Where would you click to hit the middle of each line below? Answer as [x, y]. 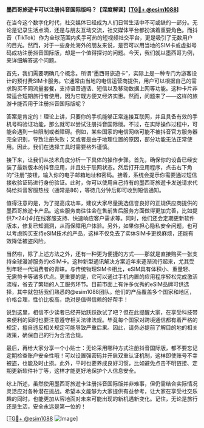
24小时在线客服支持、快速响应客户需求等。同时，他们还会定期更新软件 [107, 218]
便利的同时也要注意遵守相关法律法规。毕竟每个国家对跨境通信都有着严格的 [104, 320]
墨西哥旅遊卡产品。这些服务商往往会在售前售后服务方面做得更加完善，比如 [99, 211]
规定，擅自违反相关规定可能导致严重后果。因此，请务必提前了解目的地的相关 [102, 328]
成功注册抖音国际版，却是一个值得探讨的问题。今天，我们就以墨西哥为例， [104, 53]
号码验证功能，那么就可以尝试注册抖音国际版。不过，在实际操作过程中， [102, 124]
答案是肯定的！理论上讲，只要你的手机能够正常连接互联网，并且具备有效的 [99, 117]
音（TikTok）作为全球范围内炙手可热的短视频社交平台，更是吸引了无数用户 [100, 38]
